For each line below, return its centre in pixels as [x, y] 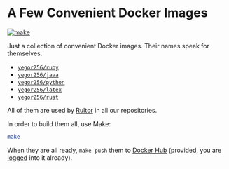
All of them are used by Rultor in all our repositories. [82, 110]
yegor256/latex [40, 90]
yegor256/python [41, 82]
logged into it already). [40, 157]
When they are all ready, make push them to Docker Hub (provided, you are [114, 150]
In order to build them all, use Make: [59, 123]
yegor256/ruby [38, 67]
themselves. [25, 53]
